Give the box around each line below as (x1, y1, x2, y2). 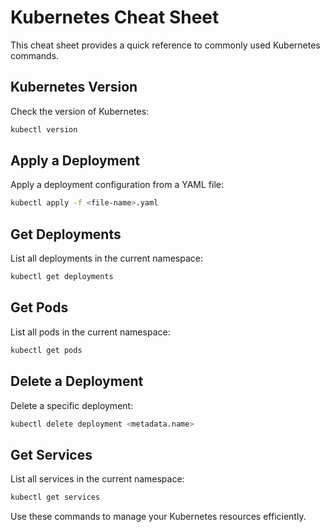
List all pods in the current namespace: (10, 326, 171, 338)
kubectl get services (10, 492, 101, 503)
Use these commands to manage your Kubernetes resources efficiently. (10, 511, 307, 523)
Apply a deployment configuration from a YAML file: (10, 179, 224, 191)
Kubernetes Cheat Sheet (10, 6, 220, 29)
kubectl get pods (10, 345, 83, 355)
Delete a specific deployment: (10, 399, 134, 411)
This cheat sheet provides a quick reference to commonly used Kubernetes (10, 39, 321, 51)
